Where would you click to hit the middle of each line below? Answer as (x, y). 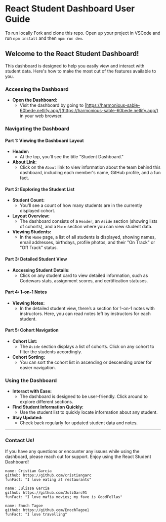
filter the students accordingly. (51, 352)
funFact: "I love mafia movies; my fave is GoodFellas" (64, 497)
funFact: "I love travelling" (36, 514)
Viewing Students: (32, 232)
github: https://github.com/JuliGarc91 (46, 492)
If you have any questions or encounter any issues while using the (72, 451)
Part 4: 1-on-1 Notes (26, 292)
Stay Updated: (27, 418)
